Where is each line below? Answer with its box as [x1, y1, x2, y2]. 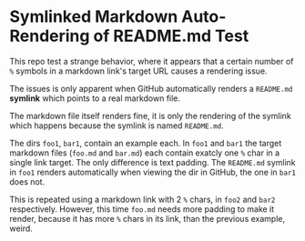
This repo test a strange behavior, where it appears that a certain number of [9, 55, 294, 66]
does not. [9, 176, 46, 187]
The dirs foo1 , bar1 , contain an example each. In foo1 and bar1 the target [9, 137, 282, 148]
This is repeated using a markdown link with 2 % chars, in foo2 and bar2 [9, 194, 276, 205]
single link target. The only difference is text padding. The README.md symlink [9, 156, 296, 167]
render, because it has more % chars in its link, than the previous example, [9, 213, 285, 224]
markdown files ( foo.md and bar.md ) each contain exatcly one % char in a [9, 147, 280, 158]
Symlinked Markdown [9, 6, 178, 27]
